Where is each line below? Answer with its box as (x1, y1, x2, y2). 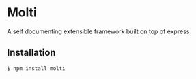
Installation (7, 47, 56, 59)
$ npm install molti (7, 65, 66, 72)
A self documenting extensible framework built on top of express (7, 27, 190, 35)
